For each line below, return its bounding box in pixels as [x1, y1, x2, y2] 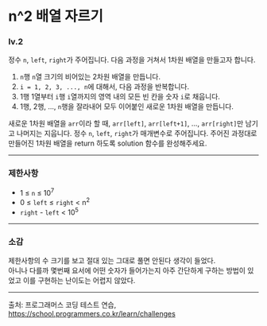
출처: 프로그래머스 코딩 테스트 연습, [8, 300, 117, 310]
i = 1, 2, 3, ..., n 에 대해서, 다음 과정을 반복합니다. [19, 82, 189, 91]
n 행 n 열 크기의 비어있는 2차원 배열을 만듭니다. [19, 72, 161, 82]
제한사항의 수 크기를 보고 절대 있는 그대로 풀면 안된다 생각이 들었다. [8, 256, 216, 266]
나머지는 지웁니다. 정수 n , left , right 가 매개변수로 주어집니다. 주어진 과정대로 [16, 129, 257, 138]
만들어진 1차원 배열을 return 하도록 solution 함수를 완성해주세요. [8, 138, 207, 148]
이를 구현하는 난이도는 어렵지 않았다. [22, 276, 136, 285]
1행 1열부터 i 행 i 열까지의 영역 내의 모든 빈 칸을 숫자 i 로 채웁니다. [19, 92, 221, 102]
